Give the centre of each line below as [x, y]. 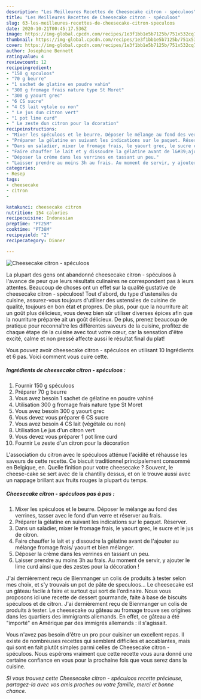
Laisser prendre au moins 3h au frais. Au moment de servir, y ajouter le [102, 560]
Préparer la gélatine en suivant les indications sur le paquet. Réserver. [101, 522]
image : [14, 34]
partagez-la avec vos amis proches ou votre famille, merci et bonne [90, 684]
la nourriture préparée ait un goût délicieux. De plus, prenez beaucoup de [97, 319]
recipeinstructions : [32, 129]
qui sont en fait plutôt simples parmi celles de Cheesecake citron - [88, 647]
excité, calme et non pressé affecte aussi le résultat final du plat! [86, 338]
